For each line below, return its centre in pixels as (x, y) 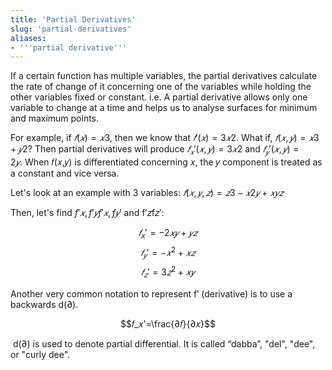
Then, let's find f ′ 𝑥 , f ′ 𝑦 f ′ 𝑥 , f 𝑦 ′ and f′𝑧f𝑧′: (87, 213)
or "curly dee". (40, 354)
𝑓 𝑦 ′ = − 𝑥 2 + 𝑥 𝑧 (168, 252)
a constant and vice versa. (65, 173)
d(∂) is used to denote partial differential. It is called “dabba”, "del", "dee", (164, 343)
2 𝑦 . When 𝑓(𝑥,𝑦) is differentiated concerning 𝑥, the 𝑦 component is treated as (166, 162)
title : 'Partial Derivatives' (73, 19)
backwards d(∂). (44, 304)
